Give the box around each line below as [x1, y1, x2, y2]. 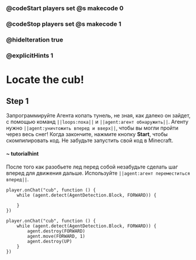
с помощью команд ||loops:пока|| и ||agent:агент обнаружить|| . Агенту [6, 118, 189, 125]
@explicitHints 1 [6, 51, 54, 59]
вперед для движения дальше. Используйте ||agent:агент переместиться [6, 169, 190, 177]
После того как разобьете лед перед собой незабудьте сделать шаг [6, 163, 178, 170]
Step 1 [6, 96, 29, 106]
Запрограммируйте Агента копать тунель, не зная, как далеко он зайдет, [6, 112, 191, 119]
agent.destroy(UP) [27, 238, 72, 244]
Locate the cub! [6, 73, 84, 86]
